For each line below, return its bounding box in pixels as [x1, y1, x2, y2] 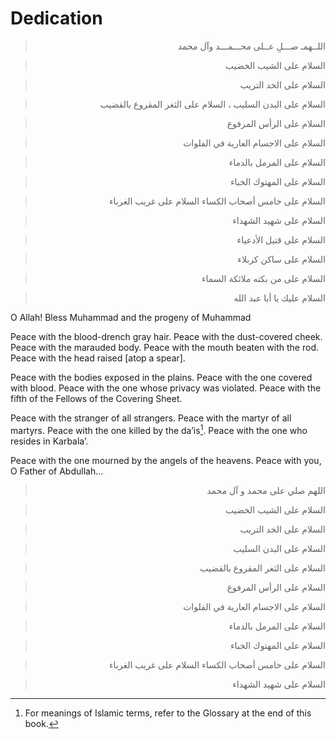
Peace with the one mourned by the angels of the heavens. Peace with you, [10, 454, 322, 466]
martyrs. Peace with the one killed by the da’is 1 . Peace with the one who [10, 422, 308, 436]
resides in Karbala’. [10, 435, 89, 447]
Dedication [10, 7, 103, 30]
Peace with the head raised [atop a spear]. [10, 352, 186, 364]
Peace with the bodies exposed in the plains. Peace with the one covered [10, 371, 313, 383]
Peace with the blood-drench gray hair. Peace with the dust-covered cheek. [10, 330, 323, 342]
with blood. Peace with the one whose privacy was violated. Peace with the [10, 382, 322, 394]
